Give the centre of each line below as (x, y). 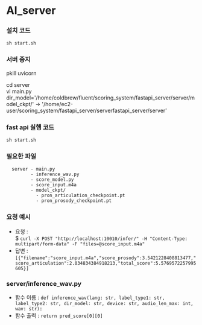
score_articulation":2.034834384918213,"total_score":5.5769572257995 (106, 263)
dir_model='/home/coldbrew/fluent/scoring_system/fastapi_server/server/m (100, 98)
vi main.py (19, 91)
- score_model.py (52, 180)
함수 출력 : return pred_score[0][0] (59, 315)
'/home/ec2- (58, 104)
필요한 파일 (21, 156)
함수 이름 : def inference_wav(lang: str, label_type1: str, (90, 297)
